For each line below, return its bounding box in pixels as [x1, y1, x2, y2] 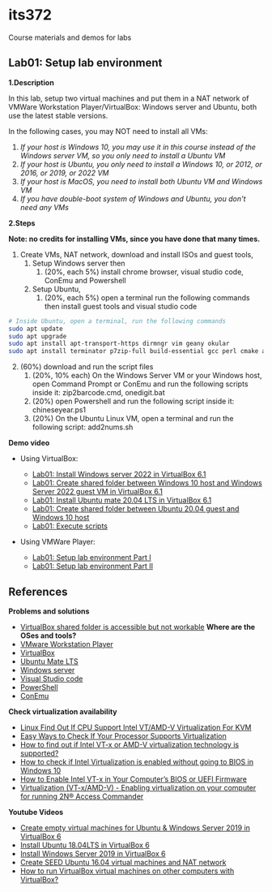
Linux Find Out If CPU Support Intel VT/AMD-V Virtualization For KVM [19, 722, 252, 732]
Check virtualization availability [8, 706, 117, 716]
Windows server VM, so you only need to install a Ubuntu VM [19, 150, 226, 160]
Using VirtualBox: [19, 454, 79, 463]
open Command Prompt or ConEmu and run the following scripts [32, 379, 249, 389]
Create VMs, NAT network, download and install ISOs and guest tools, [19, 249, 253, 259]
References [8, 584, 68, 598]
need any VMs [19, 202, 69, 212]
